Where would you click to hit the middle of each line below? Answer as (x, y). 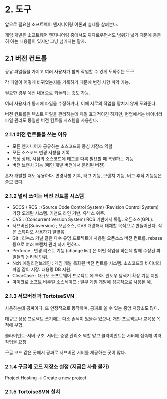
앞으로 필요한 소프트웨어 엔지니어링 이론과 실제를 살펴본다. (62, 24)
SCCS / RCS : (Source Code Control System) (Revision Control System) (85, 207)
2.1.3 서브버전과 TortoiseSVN (40, 296)
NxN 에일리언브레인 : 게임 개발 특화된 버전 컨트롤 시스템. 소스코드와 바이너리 (86, 263)
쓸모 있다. (14, 182)
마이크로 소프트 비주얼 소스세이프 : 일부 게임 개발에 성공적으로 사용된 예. (82, 282)
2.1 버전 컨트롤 (26, 59)
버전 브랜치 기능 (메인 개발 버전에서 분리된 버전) (59, 165)
